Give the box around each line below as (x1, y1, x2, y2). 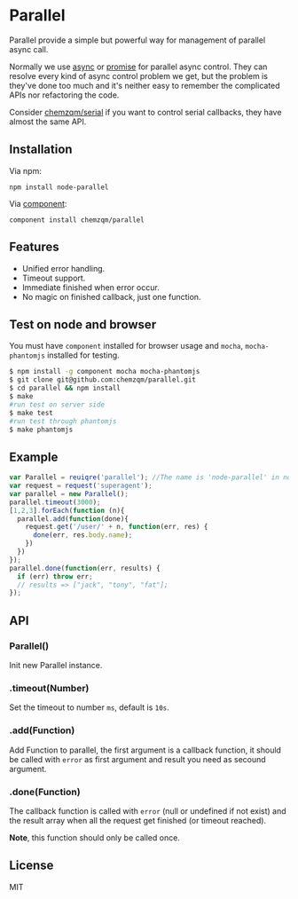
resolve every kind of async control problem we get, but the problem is (9, 70, 269, 81)
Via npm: (9, 165, 42, 176)
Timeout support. (21, 272, 86, 283)
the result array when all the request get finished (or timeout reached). (9, 815, 267, 825)
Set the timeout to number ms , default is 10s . (9, 702, 170, 713)
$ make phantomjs (9, 425, 74, 434)
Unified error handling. (21, 263, 106, 273)
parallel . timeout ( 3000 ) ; (9, 498, 101, 507)
